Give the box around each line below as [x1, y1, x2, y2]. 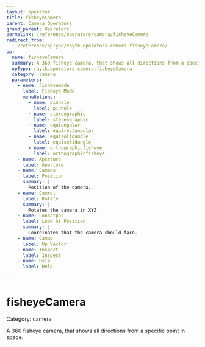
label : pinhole [33, 105, 72, 111]
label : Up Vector [22, 241, 67, 247]
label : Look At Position [22, 219, 86, 225]
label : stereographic [33, 116, 88, 122]
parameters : [12, 77, 43, 83]
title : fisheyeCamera [6, 15, 62, 21]
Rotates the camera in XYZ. [28, 207, 99, 213]
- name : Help [17, 258, 51, 264]
